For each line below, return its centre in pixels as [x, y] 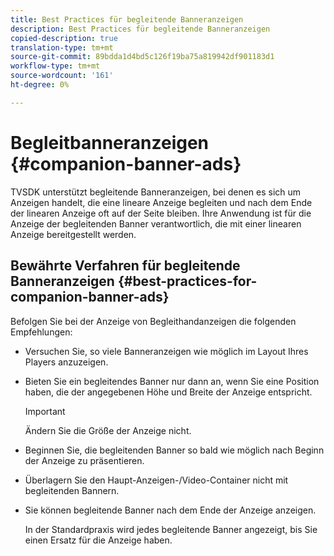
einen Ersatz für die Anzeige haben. [98, 540]
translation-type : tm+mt [62, 47]
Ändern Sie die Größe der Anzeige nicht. [108, 430]
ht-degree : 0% [40, 85]
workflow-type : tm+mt [55, 66]
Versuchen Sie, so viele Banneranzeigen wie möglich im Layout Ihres [166, 351]
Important [45, 411]
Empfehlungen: [41, 332]
